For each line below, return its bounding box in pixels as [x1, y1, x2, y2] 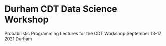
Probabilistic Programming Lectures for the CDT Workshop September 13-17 [4, 30, 162, 36]
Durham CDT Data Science [4, 3, 118, 15]
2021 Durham [4, 36, 32, 42]
